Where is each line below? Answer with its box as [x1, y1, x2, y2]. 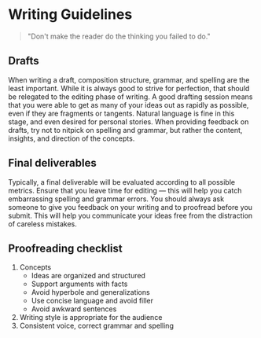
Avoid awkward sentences [31, 304, 117, 314]
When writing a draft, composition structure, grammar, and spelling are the [8, 75, 250, 84]
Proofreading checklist [8, 241, 123, 255]
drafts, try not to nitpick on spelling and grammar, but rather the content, [8, 125, 243, 134]
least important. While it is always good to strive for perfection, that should [8, 83, 250, 93]
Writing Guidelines [8, 6, 133, 24]
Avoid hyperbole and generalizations [31, 288, 151, 297]
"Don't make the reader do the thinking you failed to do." [27, 31, 211, 41]
